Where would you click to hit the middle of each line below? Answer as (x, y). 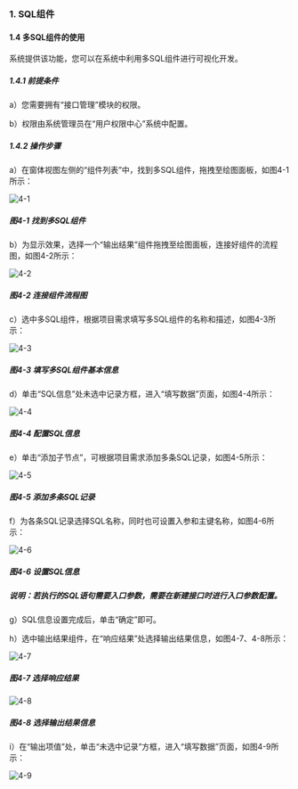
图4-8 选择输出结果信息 (52, 722)
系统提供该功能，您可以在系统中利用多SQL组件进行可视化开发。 (126, 59)
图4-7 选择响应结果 (44, 678)
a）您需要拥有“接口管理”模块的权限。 (77, 105)
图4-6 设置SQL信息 (44, 571)
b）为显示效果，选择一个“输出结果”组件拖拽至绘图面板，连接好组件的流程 (144, 245)
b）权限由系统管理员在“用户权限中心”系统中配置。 (101, 124)
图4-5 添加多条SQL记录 (52, 497)
